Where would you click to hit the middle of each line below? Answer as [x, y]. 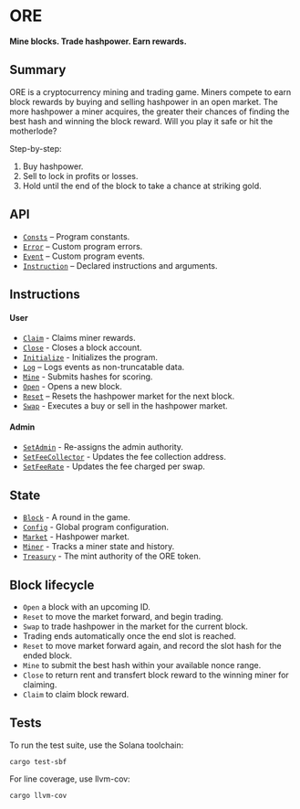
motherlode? [33, 131]
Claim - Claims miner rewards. [79, 338]
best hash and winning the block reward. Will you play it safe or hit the [141, 121]
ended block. [47, 655]
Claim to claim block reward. [76, 694]
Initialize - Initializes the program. [90, 357]
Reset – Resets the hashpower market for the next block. [129, 396]
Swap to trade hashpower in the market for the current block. [135, 626]
